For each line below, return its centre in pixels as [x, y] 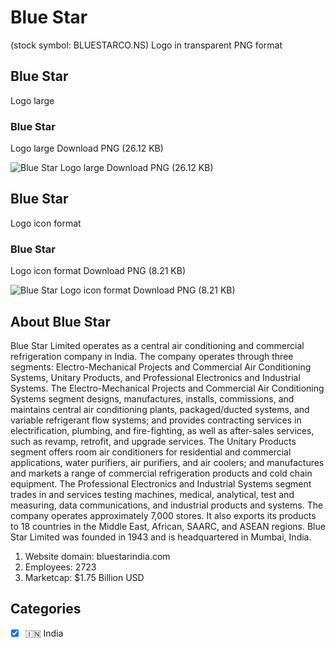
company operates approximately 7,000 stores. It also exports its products [163, 515]
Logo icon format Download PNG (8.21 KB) [98, 271]
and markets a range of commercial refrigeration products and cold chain [161, 473]
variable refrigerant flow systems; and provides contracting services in [156, 420]
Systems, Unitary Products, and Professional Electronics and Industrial [155, 377]
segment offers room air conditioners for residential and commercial [151, 452]
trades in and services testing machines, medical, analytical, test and [152, 494]
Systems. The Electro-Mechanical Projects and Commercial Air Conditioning [167, 388]
